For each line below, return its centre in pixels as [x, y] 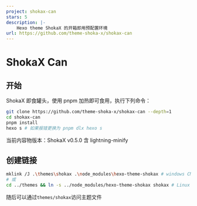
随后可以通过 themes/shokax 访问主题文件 [54, 197]
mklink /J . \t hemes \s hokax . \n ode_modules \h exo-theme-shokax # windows [95, 174]
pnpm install [22, 123]
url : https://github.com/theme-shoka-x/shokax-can [69, 33]
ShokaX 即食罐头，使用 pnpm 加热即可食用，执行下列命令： [79, 101]
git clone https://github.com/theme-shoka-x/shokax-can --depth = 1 [89, 112]
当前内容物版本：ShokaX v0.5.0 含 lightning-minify [67, 140]
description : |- [26, 22]
